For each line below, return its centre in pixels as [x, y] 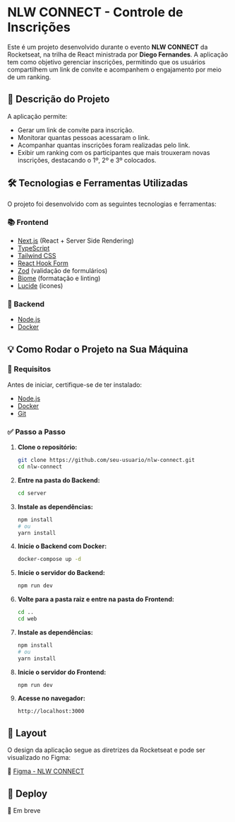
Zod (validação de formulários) [62, 270]
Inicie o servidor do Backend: [61, 573]
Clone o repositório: [47, 447]
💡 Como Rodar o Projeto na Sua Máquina [98, 349]
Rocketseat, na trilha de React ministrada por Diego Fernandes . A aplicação [117, 54]
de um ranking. [29, 77]
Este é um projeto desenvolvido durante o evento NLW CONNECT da [108, 47]
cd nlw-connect [40, 467]
